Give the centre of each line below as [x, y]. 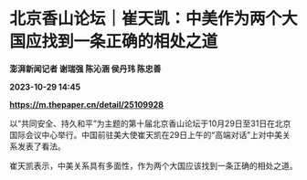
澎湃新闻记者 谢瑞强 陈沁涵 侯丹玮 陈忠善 [85, 69]
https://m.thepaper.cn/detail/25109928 [87, 104]
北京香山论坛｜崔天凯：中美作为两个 [146, 19]
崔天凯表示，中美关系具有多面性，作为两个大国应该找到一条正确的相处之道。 [153, 165]
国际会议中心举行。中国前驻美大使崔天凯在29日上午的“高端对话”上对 [138, 134]
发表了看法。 [41, 146]
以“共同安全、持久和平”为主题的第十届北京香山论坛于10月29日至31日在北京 [150, 123]
